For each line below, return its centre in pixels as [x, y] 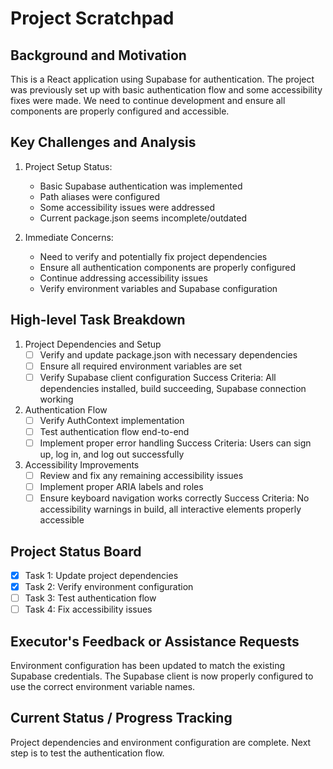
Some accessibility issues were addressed [127, 207]
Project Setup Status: [68, 166]
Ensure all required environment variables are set [141, 366]
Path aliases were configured [99, 196]
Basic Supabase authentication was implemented [141, 186]
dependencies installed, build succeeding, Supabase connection [173, 388]
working [56, 399]
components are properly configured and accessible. [120, 111]
